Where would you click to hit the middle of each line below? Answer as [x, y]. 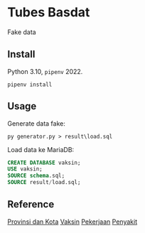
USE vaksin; [25, 169]
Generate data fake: [36, 123]
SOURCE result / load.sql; [44, 183]
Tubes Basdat [49, 12]
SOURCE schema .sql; [36, 176]
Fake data [22, 32]
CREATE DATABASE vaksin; [44, 163]
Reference [31, 204]
